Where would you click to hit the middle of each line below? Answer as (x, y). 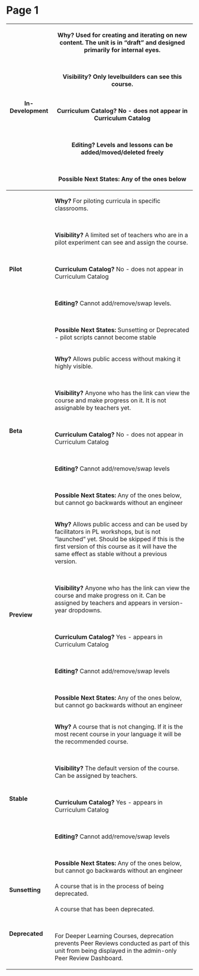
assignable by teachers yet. (93, 408)
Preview (21, 615)
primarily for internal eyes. (122, 50)
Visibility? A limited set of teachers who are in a (121, 235)
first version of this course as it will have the (115, 546)
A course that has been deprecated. (104, 909)
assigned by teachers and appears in (106, 603)
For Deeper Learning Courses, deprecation (114, 936)
